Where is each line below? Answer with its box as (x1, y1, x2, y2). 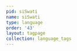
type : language (6, 19, 43, 25)
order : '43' (6, 25, 35, 31)
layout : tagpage (6, 30, 45, 36)
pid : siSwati (6, 8, 38, 15)
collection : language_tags (6, 36, 72, 42)
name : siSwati (6, 14, 41, 20)
